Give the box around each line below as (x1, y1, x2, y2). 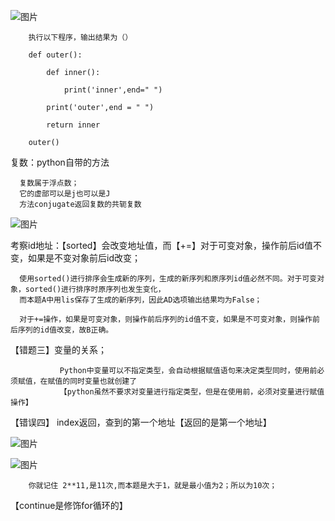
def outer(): (28, 50, 83, 60)
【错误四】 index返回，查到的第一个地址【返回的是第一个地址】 (10, 416, 272, 428)
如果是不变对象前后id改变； (27, 252, 141, 264)
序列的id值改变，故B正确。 (17, 325, 114, 335)
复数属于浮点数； (19, 178, 80, 188)
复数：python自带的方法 (10, 156, 110, 168)
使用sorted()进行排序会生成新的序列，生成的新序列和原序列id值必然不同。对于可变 (19, 274, 318, 284)
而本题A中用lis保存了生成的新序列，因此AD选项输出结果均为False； (19, 295, 263, 305)
